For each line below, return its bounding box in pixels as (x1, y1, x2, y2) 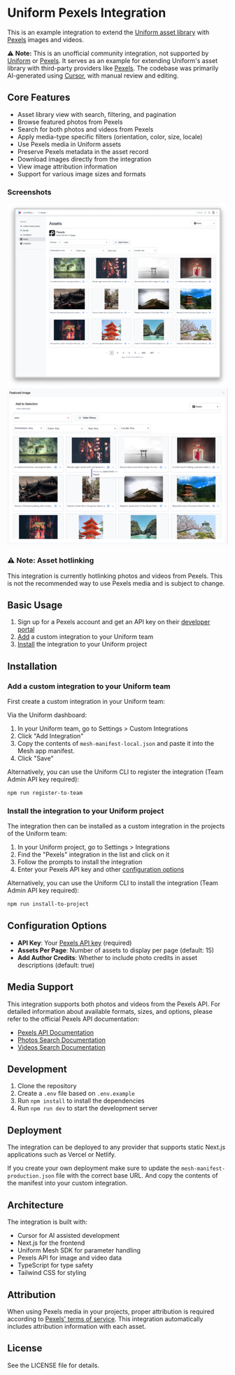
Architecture (7, 1199, 64, 1211)
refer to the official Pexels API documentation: (7, 1015, 140, 1023)
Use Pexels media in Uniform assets (17, 140, 121, 148)
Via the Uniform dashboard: (7, 711, 87, 719)
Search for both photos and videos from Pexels (17, 125, 154, 134)
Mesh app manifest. (17, 747, 75, 755)
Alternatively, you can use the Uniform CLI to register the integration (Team (7, 768, 224, 776)
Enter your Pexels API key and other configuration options (17, 866, 185, 874)
